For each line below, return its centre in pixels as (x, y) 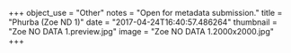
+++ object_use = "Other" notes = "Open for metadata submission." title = (145, 13)
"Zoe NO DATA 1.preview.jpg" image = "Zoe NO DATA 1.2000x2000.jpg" (141, 31)
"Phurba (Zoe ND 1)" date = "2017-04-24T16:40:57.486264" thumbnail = (143, 22)
